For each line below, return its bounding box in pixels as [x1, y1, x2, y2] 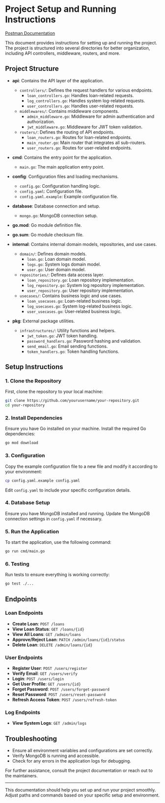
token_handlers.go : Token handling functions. [27, 349, 119, 354]
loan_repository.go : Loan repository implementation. [27, 277, 135, 283]
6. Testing [5, 560, 29, 567]
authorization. [27, 118, 55, 124]
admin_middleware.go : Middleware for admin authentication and [27, 113, 155, 119]
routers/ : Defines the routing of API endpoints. [19, 129, 115, 135]
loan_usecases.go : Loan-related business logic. [27, 298, 123, 304]
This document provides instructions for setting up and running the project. [5, 39, 157, 45]
